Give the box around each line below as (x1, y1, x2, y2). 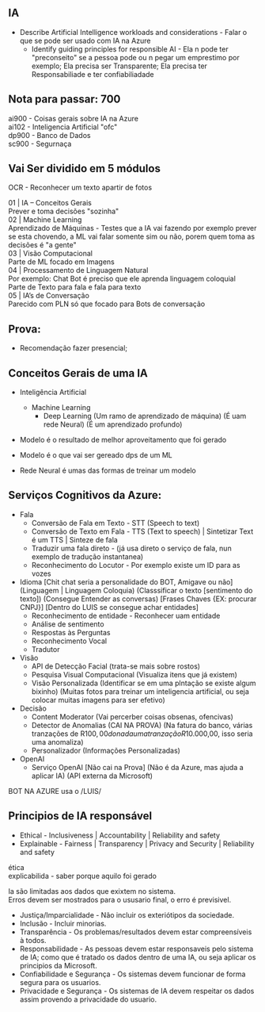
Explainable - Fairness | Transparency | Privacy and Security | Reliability (19, 838, 255, 848)
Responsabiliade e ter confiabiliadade (31, 69, 154, 79)
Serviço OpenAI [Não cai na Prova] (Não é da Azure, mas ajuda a (31, 762, 244, 772)
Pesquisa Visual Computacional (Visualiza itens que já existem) (31, 669, 237, 679)
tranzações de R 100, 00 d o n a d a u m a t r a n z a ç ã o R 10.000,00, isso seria (31, 729, 253, 738)
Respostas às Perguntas (31, 627, 111, 637)
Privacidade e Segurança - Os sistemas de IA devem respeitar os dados (19, 986, 255, 995)
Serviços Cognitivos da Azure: (8, 489, 162, 502)
